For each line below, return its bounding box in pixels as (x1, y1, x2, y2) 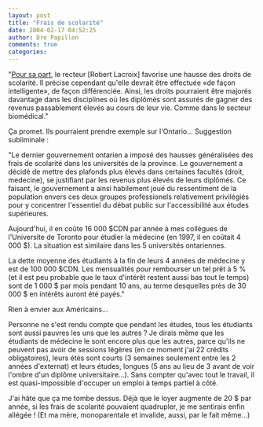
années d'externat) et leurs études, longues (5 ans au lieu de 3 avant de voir (8, 362, 255, 370)
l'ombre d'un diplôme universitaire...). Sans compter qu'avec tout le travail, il (8, 370, 255, 379)
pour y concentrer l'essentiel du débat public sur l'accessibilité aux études (8, 201, 250, 209)
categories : (8, 48, 47, 56)
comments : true (8, 41, 58, 49)
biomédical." (8, 112, 49, 120)
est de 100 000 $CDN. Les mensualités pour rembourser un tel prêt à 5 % (8, 264, 247, 274)
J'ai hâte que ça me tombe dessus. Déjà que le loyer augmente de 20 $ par (8, 394, 252, 403)
